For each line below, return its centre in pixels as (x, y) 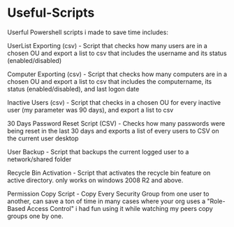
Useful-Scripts (51, 13)
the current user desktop (43, 138)
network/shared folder (39, 159)
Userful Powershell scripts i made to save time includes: (88, 32)
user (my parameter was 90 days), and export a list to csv (90, 110)
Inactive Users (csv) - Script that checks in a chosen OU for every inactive (114, 102)
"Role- (216, 201)
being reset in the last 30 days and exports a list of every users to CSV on (113, 131)
